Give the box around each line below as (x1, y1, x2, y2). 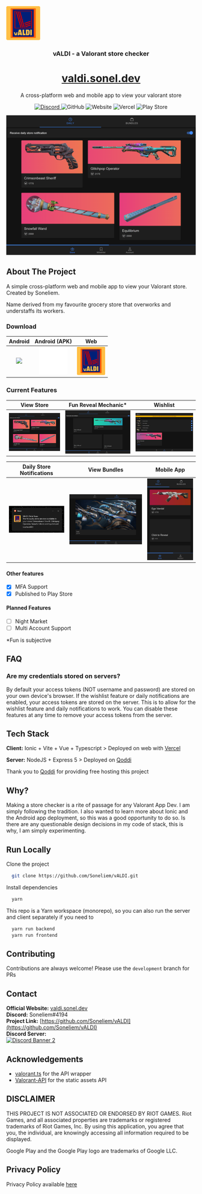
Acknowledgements (6, 1054, 84, 1065)
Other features (6, 570, 44, 577)
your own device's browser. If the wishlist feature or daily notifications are (6, 692, 189, 699)
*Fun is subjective (6, 636, 52, 644)
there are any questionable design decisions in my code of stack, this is (6, 821, 184, 828)
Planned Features (6, 605, 51, 612)
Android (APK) (34, 337, 72, 345)
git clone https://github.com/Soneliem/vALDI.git (11, 873, 138, 879)
